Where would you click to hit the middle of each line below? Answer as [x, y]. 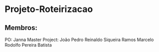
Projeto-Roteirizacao [49, 9]
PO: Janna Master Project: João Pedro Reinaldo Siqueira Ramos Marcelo [79, 39]
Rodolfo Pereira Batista [28, 45]
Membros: [21, 28]
